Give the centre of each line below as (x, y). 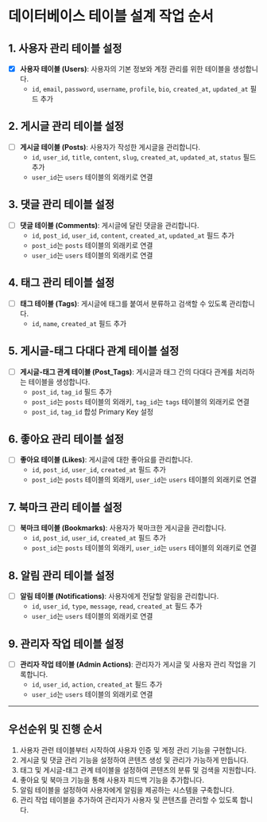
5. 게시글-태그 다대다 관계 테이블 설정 (94, 351)
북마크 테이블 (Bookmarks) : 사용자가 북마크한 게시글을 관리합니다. (123, 528)
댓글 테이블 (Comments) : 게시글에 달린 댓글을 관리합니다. (109, 225)
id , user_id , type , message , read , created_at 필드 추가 (117, 606)
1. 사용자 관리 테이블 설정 (65, 48)
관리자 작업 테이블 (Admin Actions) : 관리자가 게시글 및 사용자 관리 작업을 (133, 664)
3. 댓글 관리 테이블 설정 (62, 205)
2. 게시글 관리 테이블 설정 (66, 126)
